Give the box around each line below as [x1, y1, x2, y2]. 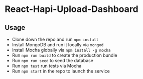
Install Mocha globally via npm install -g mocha [12, 47, 111, 53]
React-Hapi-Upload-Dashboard [5, 3, 138, 15]
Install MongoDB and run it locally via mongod [12, 42, 104, 48]
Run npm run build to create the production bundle [12, 52, 117, 58]
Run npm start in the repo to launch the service [12, 68, 110, 74]
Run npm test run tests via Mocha [12, 63, 82, 69]
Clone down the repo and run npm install [12, 36, 99, 42]
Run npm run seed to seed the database [12, 58, 94, 63]
